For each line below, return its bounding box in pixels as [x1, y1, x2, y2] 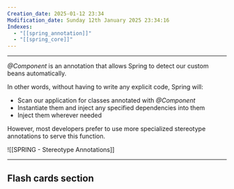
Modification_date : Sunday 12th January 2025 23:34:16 [7, 17, 170, 24]
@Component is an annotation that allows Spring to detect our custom [7, 62, 209, 70]
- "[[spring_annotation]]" [13, 29, 92, 37]
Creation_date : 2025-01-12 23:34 [7, 10, 104, 17]
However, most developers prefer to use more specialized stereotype [7, 125, 206, 133]
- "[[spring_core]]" [13, 36, 73, 43]
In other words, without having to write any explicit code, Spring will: [7, 83, 204, 91]
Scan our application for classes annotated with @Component [17, 96, 196, 105]
